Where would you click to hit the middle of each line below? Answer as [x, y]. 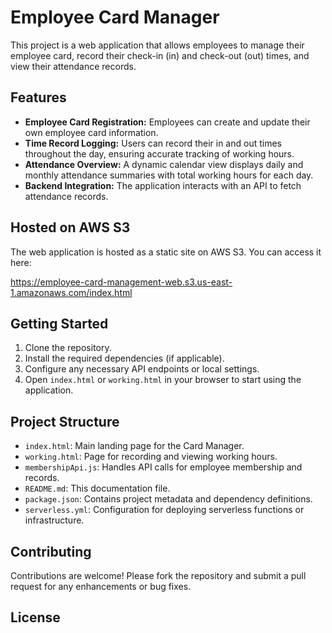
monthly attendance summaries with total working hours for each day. [169, 175]
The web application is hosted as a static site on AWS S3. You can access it [166, 252]
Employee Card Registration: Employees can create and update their [167, 122]
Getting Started [59, 323]
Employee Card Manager [115, 17]
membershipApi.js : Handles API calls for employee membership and [163, 467]
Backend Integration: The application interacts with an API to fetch [163, 185]
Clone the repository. [68, 348]
